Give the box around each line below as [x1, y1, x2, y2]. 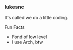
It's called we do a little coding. [4, 15, 69, 21]
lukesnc [4, 3, 24, 10]
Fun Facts [4, 24, 25, 30]
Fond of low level [11, 34, 47, 40]
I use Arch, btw [11, 39, 43, 45]
